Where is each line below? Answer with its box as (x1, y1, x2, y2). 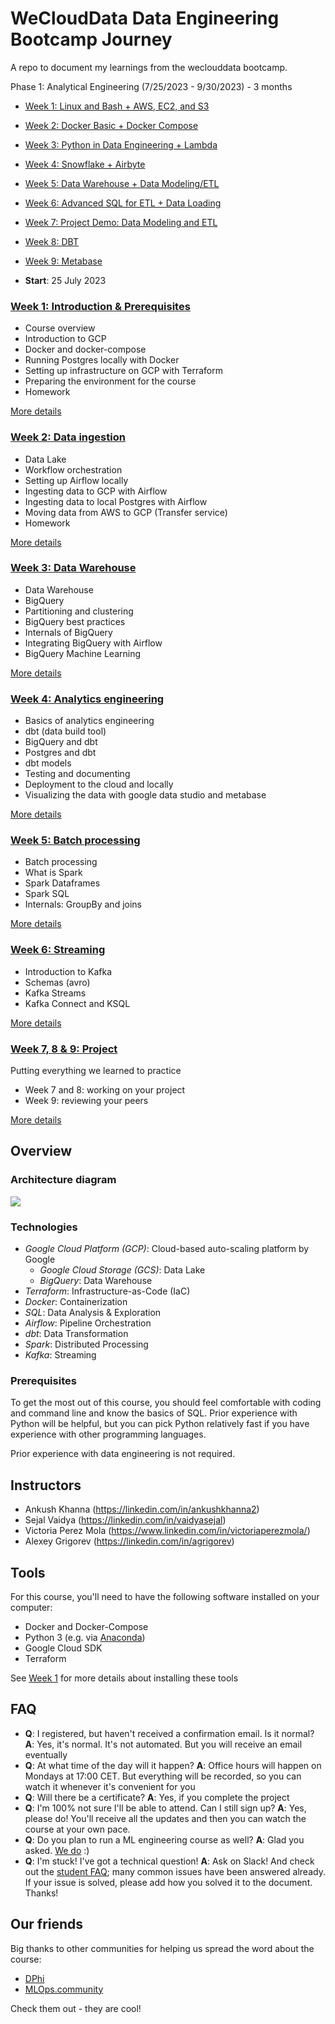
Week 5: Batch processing (10, 833, 141, 847)
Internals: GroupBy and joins (24, 898, 142, 911)
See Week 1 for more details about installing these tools (10, 1672, 239, 1684)
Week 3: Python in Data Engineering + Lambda (24, 138, 218, 151)
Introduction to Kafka (24, 965, 113, 977)
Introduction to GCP (24, 333, 107, 345)
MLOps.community (24, 1983, 104, 1995)
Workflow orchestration (24, 463, 123, 476)
